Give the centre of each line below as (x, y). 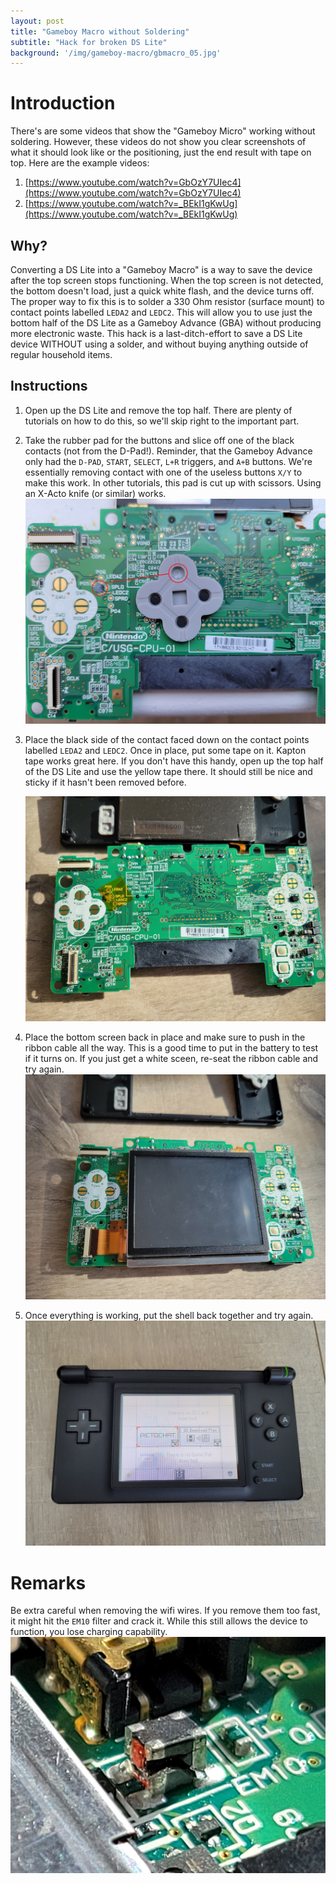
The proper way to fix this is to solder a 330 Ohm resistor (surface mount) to (167, 301)
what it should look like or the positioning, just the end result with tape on (161, 152)
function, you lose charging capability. (89, 1632)
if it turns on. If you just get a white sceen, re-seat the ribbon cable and (171, 1059)
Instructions (49, 386)
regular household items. (61, 354)
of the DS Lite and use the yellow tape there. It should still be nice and (168, 771)
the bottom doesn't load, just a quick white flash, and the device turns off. (162, 291)
